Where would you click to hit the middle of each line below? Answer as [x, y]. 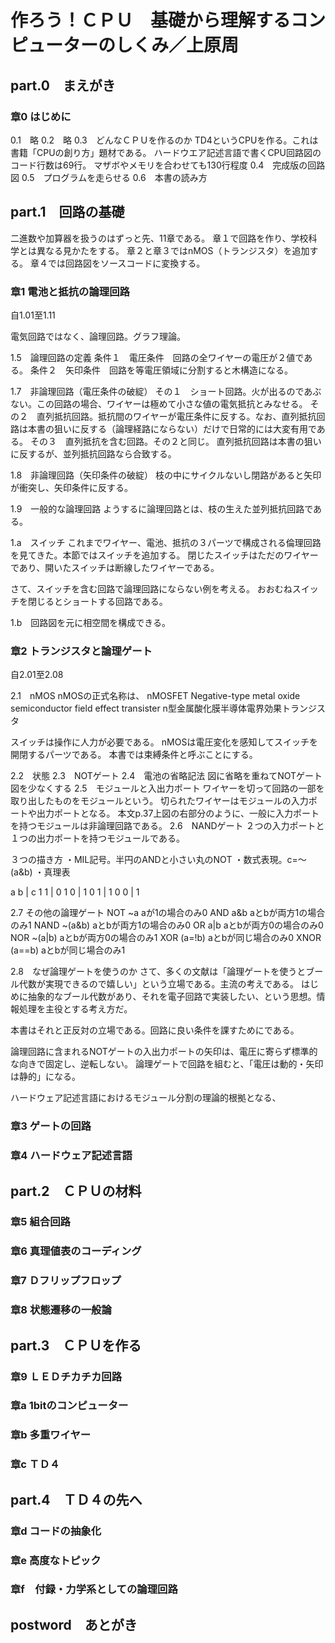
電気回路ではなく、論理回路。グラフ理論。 [98, 336]
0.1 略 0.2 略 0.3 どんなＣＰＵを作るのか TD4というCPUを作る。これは [164, 140]
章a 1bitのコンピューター [69, 1406]
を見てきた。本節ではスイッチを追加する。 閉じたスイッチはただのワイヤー [164, 555]
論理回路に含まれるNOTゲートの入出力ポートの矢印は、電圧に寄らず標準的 [164, 1052]
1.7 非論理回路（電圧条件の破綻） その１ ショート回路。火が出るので [157, 391]
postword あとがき [74, 1624]
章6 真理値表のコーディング [76, 1251]
